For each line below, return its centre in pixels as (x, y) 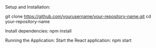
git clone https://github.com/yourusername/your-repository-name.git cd (78, 16)
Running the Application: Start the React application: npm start (68, 40)
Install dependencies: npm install (38, 31)
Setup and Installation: (28, 7)
